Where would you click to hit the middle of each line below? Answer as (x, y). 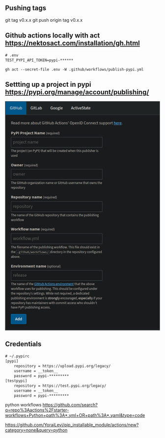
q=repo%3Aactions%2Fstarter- (37, 410)
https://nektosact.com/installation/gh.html (72, 43)
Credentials (23, 344)
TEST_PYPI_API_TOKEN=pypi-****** (39, 60)
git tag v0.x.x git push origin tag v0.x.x (44, 20)
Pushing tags (26, 8)
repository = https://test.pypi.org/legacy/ (60, 386)
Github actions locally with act (53, 36)
